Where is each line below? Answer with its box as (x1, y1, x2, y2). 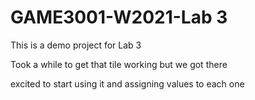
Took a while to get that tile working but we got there (10, 58, 228, 70)
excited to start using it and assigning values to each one (10, 77, 245, 90)
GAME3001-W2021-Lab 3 (10, 6, 228, 29)
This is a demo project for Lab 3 (10, 39, 142, 51)
